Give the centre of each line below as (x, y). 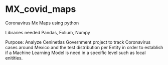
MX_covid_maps (41, 9)
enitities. (14, 58)
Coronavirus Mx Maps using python (42, 23)
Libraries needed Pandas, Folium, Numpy (48, 32)
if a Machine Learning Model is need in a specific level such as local (75, 53)
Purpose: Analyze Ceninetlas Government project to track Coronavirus (78, 42)
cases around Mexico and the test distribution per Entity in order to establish (84, 47)
